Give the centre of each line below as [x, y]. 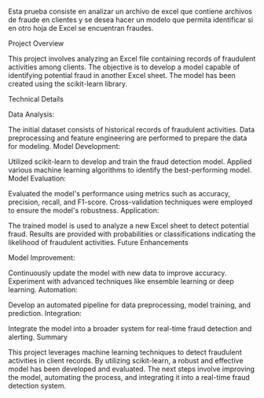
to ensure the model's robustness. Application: [84, 210]
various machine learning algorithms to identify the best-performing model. [130, 170]
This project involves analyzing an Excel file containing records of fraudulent [132, 59]
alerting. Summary [38, 337]
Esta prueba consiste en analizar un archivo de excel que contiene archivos [130, 11]
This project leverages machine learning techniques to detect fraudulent [125, 352]
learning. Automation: [43, 290]
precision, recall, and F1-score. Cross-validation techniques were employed [130, 202]
